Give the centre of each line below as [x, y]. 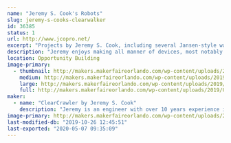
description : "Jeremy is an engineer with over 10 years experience [120, 109]
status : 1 [21, 33]
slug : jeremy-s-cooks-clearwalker [57, 20]
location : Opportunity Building [53, 58]
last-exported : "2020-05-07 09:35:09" [63, 129]
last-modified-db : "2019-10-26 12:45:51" [67, 122]
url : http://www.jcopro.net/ [49, 39]
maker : [16, 97]
